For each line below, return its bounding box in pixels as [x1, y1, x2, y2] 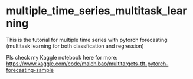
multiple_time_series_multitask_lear [6, 4, 187, 18]
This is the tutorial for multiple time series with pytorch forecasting [6, 36, 168, 43]
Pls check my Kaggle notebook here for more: [6, 54, 118, 61]
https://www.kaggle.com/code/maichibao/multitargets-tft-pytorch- [6, 60, 169, 67]
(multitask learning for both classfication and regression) [6, 42, 145, 50]
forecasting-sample [6, 66, 54, 73]
